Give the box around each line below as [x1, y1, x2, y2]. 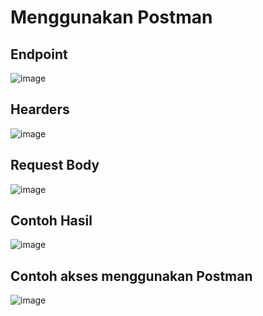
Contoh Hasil [10, 212, 93, 230]
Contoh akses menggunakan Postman [10, 267, 253, 285]
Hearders [10, 101, 70, 118]
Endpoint [10, 46, 68, 63]
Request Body [10, 157, 100, 174]
